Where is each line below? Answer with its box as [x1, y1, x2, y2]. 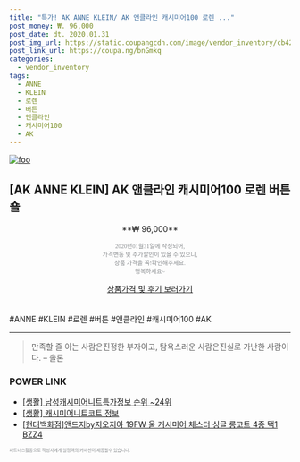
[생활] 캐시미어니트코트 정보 [21, 407, 120, 418]
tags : [9, 72, 29, 81]
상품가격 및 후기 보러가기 [106, 283, 194, 294]
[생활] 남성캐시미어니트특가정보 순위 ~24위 [21, 396, 172, 407]
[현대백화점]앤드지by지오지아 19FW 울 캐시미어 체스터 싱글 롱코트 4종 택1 [21, 418, 279, 430]
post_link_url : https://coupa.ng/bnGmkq [9, 47, 162, 56]
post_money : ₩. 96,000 [9, 21, 94, 30]
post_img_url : [9, 38, 62, 47]
